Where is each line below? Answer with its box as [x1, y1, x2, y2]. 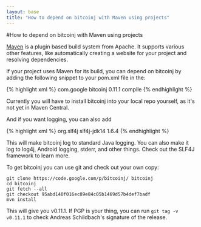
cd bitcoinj [6, 180, 36, 186]
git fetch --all [6, 186, 47, 192]
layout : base [6, 8, 39, 15]
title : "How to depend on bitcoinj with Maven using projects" [6, 15, 170, 21]
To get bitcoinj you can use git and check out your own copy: [6, 163, 159, 171]
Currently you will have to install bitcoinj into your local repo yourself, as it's [6, 97, 196, 105]
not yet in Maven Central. [6, 104, 70, 111]
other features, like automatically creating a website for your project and [6, 49, 187, 56]
